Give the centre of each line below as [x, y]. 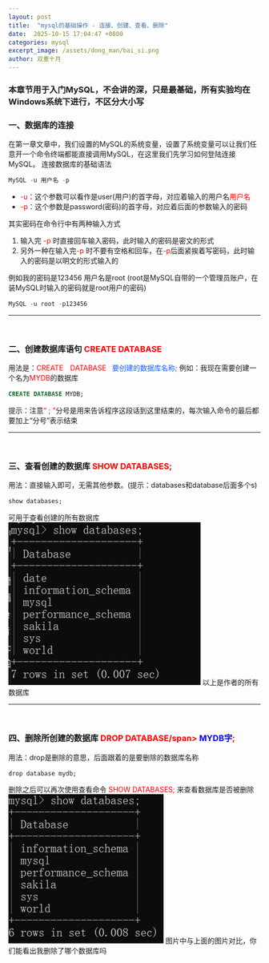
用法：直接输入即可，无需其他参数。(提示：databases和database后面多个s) [133, 486]
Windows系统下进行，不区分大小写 [76, 102]
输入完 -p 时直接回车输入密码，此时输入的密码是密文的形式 [117, 241]
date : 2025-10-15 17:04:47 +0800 [66, 34]
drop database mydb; [43, 773]
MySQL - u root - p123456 [48, 304]
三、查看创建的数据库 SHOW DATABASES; [90, 466]
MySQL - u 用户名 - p [39, 180]
